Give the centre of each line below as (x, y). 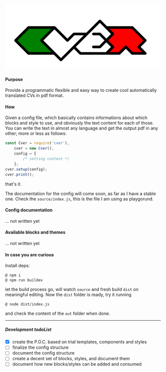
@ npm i (13, 275)
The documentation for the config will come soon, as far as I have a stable (81, 193)
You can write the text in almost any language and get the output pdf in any (82, 128)
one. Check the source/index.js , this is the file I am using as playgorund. (80, 199)
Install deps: (18, 266)
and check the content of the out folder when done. (58, 314)
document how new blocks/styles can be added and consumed (77, 364)
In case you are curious (30, 254)
